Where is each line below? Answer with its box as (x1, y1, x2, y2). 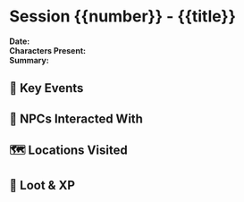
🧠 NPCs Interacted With (9, 111, 143, 126)
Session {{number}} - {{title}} (9, 6, 237, 27)
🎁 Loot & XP (9, 177, 76, 193)
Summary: (9, 55, 49, 65)
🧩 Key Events (9, 80, 84, 96)
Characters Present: (9, 45, 87, 55)
